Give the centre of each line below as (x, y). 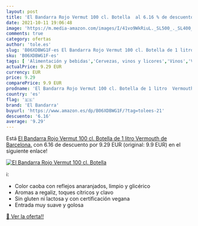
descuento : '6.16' (29, 116)
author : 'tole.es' (29, 45)
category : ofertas (29, 39)
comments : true (25, 34)
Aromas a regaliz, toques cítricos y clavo (64, 192)
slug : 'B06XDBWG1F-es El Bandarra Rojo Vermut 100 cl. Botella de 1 (92, 50)
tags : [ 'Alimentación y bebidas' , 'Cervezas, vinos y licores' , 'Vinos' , (97, 61)
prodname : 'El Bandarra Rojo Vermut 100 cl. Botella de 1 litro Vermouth (100, 89)
